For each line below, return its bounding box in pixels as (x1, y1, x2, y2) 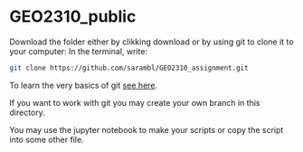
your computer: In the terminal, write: (9, 45, 147, 56)
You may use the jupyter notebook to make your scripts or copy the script (9, 124, 284, 135)
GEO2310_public (9, 6, 137, 27)
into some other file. (9, 134, 84, 145)
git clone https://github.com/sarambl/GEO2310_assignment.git (9, 63, 249, 72)
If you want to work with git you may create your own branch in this (9, 97, 260, 108)
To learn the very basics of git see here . (9, 80, 158, 90)
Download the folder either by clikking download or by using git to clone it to (9, 36, 294, 47)
